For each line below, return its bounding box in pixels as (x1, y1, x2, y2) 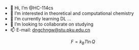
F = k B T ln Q (70, 39, 95, 46)
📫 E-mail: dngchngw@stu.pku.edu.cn (10, 27, 91, 33)
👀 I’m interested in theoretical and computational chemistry (10, 10, 134, 16)
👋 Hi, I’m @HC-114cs (10, 5, 53, 11)
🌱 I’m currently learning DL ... (10, 16, 71, 21)
